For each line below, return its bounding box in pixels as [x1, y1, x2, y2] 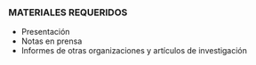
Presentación [20, 27, 70, 37]
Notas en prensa [20, 36, 83, 46]
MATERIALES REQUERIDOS [8, 6, 128, 19]
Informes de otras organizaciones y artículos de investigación [20, 45, 248, 56]
